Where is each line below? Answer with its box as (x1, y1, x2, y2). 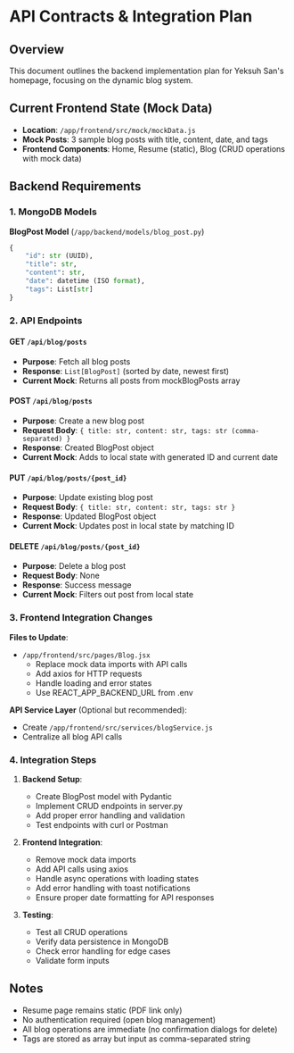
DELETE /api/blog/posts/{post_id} (9, 540, 141, 551)
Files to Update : (9, 631, 69, 642)
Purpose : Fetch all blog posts (21, 355, 131, 367)
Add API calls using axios (35, 864, 129, 874)
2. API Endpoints (9, 314, 83, 327)
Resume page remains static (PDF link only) (21, 1005, 183, 1015)
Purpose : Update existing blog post (21, 492, 153, 503)
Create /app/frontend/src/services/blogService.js (21, 722, 214, 732)
